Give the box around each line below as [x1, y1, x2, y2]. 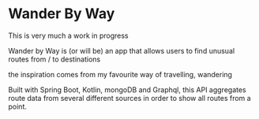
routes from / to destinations [8, 54, 101, 64]
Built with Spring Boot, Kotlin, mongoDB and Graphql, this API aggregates [8, 84, 246, 95]
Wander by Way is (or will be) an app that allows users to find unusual [8, 46, 235, 55]
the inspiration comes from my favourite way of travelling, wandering [8, 69, 233, 79]
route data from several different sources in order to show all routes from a [8, 93, 251, 102]
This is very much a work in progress [8, 31, 129, 40]
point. [8, 102, 28, 111]
